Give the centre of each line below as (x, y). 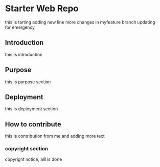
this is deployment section (32, 109)
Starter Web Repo (42, 9)
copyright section (27, 149)
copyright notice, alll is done (34, 159)
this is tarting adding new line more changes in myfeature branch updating (80, 22)
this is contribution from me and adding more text (55, 136)
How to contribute (33, 124)
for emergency (20, 27)
